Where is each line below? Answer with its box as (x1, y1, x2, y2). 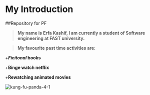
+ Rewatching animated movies (5, 74, 71, 80)
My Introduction (5, 4, 73, 15)
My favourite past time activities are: (17, 45, 96, 51)
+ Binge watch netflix (5, 64, 49, 70)
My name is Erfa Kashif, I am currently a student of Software (17, 30, 145, 36)
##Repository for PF (5, 20, 47, 26)
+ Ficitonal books (5, 54, 41, 61)
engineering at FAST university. (17, 35, 85, 41)
